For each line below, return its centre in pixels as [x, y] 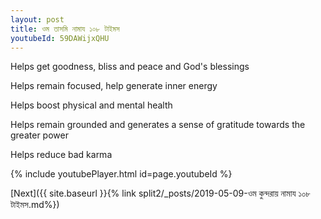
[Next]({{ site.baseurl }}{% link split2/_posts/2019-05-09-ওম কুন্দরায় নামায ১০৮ [160, 193]
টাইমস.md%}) [35, 205]
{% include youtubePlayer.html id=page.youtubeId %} [121, 174]
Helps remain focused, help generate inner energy [114, 86]
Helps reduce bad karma [61, 155]
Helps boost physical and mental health [91, 105]
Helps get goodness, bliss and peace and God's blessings [130, 67]
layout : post [37, 19]
